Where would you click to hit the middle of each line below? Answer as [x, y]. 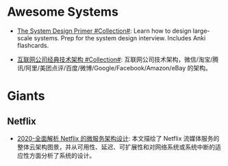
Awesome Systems [63, 12]
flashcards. [33, 45]
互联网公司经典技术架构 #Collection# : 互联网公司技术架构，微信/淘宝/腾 [118, 59]
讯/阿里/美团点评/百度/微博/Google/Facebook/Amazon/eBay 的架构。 [114, 68]
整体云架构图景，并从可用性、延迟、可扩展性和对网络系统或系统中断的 [116, 147]
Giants [26, 96]
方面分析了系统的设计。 [62, 155]
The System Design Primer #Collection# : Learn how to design [104, 31]
